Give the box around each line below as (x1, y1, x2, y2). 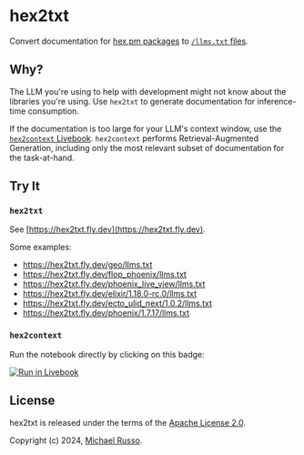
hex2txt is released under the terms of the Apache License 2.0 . (9, 417, 247, 428)
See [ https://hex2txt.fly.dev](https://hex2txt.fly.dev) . (9, 224, 207, 235)
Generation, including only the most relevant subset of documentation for (9, 142, 285, 153)
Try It (9, 178, 41, 194)
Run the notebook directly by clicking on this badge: (9, 349, 205, 359)
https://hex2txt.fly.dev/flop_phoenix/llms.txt (22, 269, 187, 280)
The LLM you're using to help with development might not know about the (9, 86, 287, 96)
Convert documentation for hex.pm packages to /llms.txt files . (9, 35, 248, 46)
